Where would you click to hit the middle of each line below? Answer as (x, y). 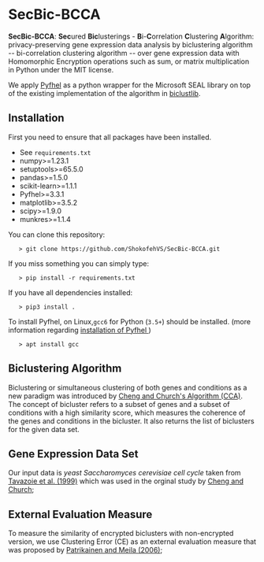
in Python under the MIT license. (61, 69)
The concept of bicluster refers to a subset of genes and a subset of (119, 404)
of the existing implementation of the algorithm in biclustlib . (104, 93)
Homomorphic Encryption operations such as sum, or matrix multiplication (129, 61)
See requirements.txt (55, 152)
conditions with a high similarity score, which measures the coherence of (127, 412)
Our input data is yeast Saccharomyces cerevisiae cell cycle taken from (125, 473)
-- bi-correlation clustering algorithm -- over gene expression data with (124, 53)
